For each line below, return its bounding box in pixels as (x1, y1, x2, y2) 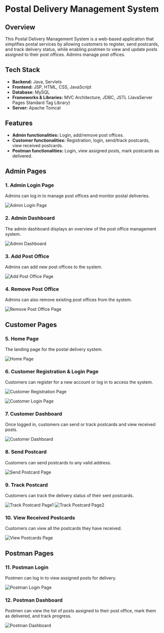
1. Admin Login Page (5, 181, 54, 188)
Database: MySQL (12, 89, 50, 95)
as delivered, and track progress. (5, 613, 72, 619)
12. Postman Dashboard (5, 597, 63, 604)
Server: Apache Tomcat (12, 104, 61, 111)
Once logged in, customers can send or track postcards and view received (5, 422, 156, 428)
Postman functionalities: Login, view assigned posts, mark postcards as (12, 148, 160, 153)
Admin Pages (5, 167, 47, 176)
